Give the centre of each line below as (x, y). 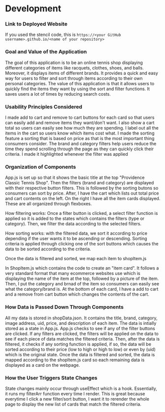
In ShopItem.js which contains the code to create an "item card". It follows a (82, 268)
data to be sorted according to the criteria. (48, 249)
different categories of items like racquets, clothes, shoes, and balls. (74, 68)
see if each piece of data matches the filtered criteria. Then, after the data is (82, 339)
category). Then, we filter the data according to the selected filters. (73, 224)
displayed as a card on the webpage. (43, 365)
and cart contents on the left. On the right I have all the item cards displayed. (83, 199)
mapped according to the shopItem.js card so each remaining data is (75, 360)
